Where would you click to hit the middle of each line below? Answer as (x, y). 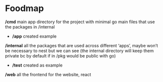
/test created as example (37, 65)
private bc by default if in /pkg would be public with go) (60, 55)
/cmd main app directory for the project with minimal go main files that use (80, 22)
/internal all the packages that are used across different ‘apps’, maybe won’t (81, 45)
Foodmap (25, 8)
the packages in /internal (30, 27)
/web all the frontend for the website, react (48, 74)
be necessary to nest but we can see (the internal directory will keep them (80, 51)
